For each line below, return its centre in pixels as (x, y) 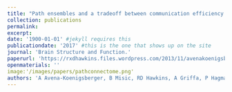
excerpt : (20, 33)
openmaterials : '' (33, 65)
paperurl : (21, 59)
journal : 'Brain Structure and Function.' (69, 53)
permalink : (23, 26)
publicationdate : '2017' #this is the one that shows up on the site (109, 46)
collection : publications (44, 20)
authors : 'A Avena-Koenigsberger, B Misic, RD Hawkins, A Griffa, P (108, 78)
